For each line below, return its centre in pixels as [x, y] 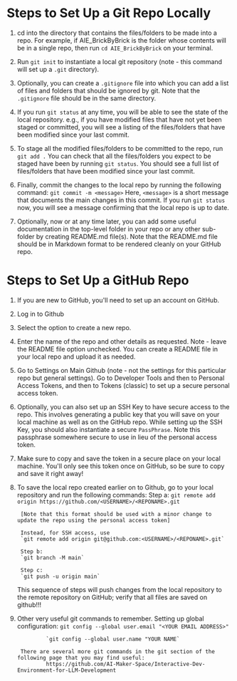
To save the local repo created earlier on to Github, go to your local [115, 487]
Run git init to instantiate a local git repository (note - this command [119, 61]
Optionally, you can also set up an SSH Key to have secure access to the [123, 406]
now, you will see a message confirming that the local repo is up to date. [123, 207]
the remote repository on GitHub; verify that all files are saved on [112, 597]
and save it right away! [50, 473]
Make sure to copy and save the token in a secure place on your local [119, 458]
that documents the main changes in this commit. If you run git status [121, 200]
